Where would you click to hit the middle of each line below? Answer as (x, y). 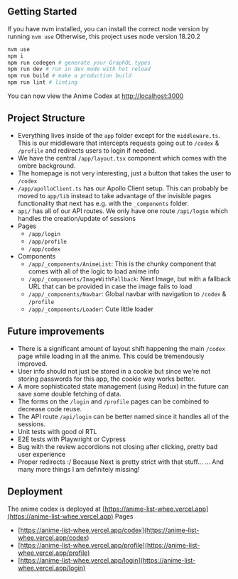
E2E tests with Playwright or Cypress (72, 439)
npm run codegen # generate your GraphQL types (79, 63)
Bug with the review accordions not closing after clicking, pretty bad (118, 446)
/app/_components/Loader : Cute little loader (91, 309)
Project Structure (46, 118)
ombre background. (47, 166)
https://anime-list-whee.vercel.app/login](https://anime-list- (108, 560)
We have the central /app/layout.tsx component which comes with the (122, 158)
